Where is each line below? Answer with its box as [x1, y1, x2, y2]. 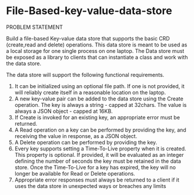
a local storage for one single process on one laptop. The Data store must [6, 47, 185, 54]
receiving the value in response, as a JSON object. [14, 132, 138, 139]
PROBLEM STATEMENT [6, 23, 63, 31]
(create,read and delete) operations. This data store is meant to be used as [6, 41, 188, 48]
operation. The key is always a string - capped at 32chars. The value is [14, 101, 187, 108]
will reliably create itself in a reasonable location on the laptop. [14, 89, 166, 96]
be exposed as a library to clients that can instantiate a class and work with [6, 53, 188, 60]
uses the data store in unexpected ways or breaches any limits [14, 182, 166, 189]
